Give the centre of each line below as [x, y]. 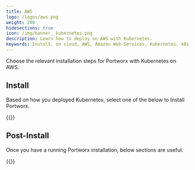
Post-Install [28, 136]
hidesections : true [30, 28]
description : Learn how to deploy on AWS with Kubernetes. [79, 39]
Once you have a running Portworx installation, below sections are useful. [95, 149]
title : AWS [19, 11]
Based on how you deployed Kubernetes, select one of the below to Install [95, 100]
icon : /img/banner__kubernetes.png [49, 33]
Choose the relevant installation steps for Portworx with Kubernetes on [91, 61]
